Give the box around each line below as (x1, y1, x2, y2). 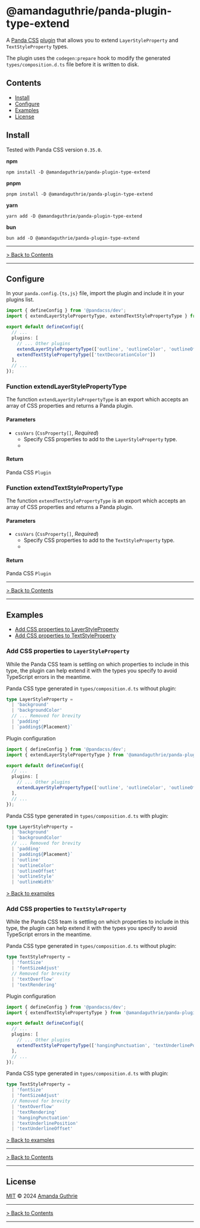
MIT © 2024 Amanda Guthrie (6, 1192, 78, 1199)
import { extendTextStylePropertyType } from (6, 1009, 121, 1016)
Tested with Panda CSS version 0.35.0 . (6, 146, 102, 153)
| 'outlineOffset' (11, 868, 58, 874)
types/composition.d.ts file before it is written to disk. (6, 61, 139, 68)
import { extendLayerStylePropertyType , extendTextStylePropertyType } (6, 313, 187, 320)
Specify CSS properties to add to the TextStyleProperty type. (23, 537, 175, 544)
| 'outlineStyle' (11, 873, 55, 880)
